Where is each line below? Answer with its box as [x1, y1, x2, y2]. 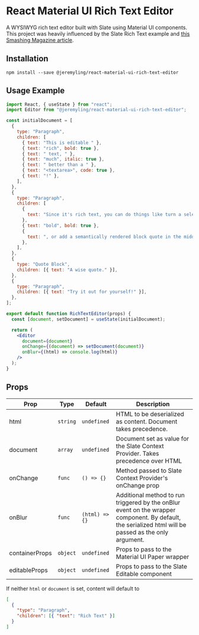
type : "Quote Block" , [17, 262, 70, 268]
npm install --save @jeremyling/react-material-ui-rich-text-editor [6, 70, 179, 76]
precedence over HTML [115, 457, 182, 465]
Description [136, 400, 170, 408]
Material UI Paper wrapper [115, 552, 190, 561]
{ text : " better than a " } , [21, 162, 97, 168]
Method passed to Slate [115, 466, 182, 474]
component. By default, [115, 513, 181, 521]
